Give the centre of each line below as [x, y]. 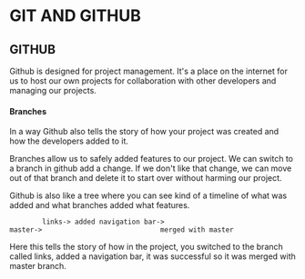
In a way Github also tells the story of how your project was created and [144, 132]
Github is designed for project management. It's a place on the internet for [149, 71]
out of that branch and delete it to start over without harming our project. [146, 178]
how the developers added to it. [69, 141]
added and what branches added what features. [100, 205]
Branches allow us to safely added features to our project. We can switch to [152, 159]
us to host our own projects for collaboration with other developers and [143, 81]
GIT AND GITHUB [75, 16]
